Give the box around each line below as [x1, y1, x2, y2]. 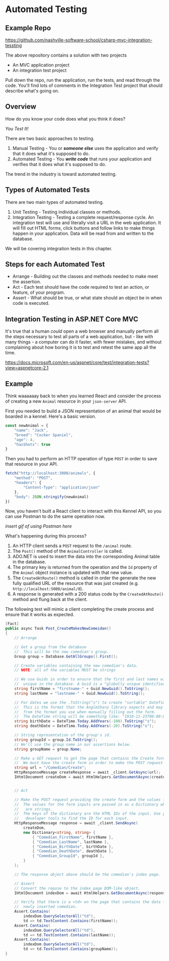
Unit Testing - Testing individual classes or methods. [12, 208, 122, 215]
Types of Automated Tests [5, 186, 90, 194]
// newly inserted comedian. [14, 904, 78, 910]
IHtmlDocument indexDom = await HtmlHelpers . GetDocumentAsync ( [14, 890, 150, 895]
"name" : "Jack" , [14, 428, 49, 433]
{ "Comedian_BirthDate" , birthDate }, [32, 844, 114, 849]
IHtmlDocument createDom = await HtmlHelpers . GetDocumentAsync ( [14, 775, 152, 780]
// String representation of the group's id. [14, 733, 112, 738]
